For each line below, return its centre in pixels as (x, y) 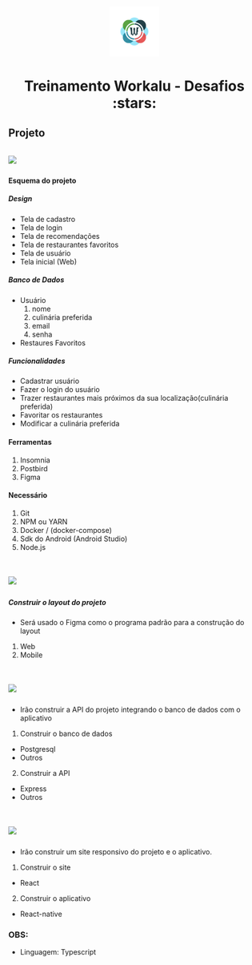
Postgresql (38, 749)
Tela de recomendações (60, 236)
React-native (41, 914)
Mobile (31, 655)
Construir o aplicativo (55, 898)
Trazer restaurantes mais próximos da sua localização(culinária (124, 398)
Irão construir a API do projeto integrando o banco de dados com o (130, 709)
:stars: (134, 103)
